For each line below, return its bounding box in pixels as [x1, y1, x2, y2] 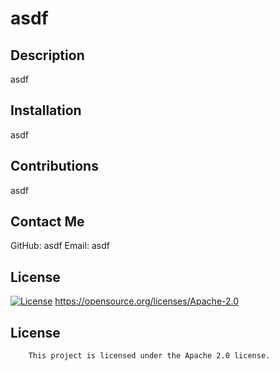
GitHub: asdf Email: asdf [10, 240, 110, 252]
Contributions [10, 158, 99, 175]
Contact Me [10, 213, 85, 231]
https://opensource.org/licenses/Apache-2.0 [54, 295, 240, 307]
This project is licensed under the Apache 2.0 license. [28, 351, 271, 361]
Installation [10, 102, 82, 119]
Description [10, 47, 85, 64]
